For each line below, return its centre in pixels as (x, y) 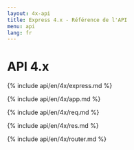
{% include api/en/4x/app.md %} (54, 99)
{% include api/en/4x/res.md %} (53, 126)
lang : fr (20, 33)
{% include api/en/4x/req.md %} (53, 112)
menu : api (21, 26)
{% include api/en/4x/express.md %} (60, 86)
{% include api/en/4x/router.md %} (57, 139)
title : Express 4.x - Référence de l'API (67, 20)
